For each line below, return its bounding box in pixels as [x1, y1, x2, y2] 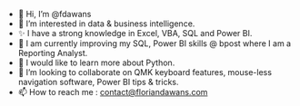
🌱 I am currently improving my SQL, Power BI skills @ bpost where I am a [17, 38, 292, 49]
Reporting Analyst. [17, 48, 88, 58]
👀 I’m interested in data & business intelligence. [17, 18, 195, 29]
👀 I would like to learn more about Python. [17, 57, 175, 68]
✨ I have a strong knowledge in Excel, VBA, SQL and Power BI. [17, 28, 253, 38]
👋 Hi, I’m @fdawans [17, 9, 92, 19]
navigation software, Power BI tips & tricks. [17, 77, 179, 87]
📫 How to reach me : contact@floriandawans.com [17, 87, 208, 97]
